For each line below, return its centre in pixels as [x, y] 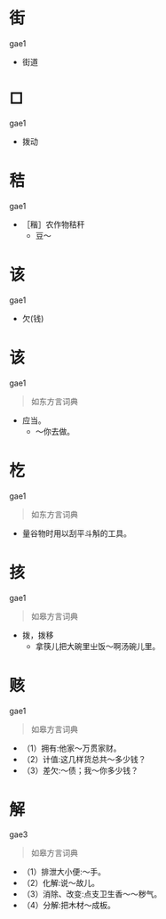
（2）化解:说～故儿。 [61, 883]
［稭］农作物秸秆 [53, 224]
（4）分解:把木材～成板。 [68, 906]
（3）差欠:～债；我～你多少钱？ [80, 770]
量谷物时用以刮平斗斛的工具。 [76, 533]
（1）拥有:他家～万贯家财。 [71, 748]
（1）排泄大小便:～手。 [64, 872]
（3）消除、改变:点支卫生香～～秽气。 [92, 894]
